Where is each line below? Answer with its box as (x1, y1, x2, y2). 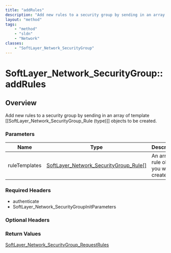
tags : (5, 21, 17, 27)
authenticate (12, 198, 39, 204)
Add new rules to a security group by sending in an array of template (5, 112, 150, 118)
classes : (5, 41, 24, 46)
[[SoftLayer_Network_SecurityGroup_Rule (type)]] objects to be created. (5, 118, 157, 124)
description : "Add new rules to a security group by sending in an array (5, 12, 165, 17)
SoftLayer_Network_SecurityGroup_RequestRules (5, 242, 109, 248)
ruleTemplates (8, 162, 42, 169)
